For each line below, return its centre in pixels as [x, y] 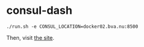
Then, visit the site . [30, 37]
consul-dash [39, 11]
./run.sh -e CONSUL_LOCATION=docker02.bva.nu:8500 [72, 27]
